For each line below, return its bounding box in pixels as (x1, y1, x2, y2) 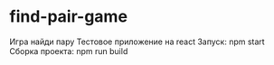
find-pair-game (9, 6, 128, 27)
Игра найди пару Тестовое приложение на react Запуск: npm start (9, 36, 265, 47)
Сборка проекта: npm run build (9, 45, 128, 56)
